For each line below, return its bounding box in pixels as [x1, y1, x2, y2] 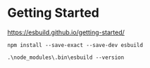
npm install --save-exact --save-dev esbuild [7, 41, 143, 48]
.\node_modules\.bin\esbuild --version [7, 54, 125, 61]
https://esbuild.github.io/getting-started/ [7, 28, 125, 36]
